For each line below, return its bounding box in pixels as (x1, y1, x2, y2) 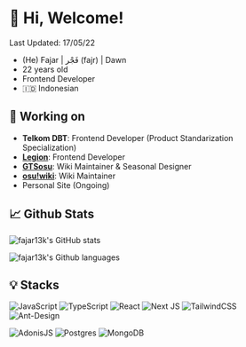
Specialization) (21, 142, 77, 153)
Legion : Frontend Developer (21, 151, 126, 162)
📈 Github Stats (9, 207, 95, 222)
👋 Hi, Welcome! (9, 8, 124, 28)
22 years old (21, 64, 68, 75)
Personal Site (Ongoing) (21, 179, 110, 190)
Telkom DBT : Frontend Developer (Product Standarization (21, 132, 234, 143)
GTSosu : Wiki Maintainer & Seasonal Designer (21, 161, 193, 171)
